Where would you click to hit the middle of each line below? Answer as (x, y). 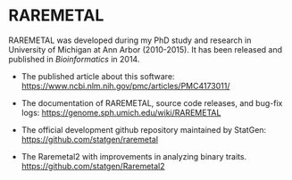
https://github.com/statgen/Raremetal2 (93, 166)
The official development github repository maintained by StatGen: (144, 129)
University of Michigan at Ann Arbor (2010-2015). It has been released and (146, 49)
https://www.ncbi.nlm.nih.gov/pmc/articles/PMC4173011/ (125, 86)
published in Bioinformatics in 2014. (74, 59)
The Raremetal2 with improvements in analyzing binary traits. (134, 156)
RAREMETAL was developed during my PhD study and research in (130, 40)
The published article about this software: (98, 76)
